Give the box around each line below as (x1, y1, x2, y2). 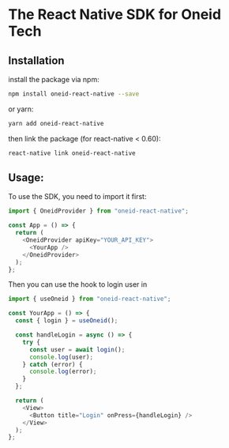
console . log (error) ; (28, 367, 97, 376)
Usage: (8, 171, 45, 185)
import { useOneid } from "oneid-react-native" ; (8, 295, 171, 303)
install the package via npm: (8, 75, 100, 84)
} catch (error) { (22, 360, 83, 368)
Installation (8, 54, 65, 67)
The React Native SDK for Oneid (8, 6, 222, 24)
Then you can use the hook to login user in (8, 280, 148, 289)
